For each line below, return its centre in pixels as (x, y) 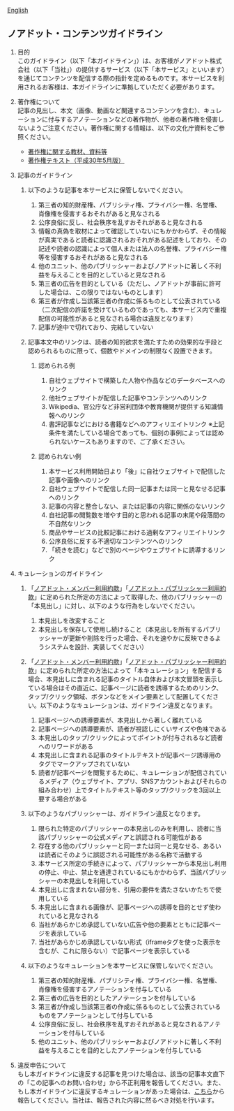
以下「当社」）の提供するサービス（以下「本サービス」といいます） (130, 69)
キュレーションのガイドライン (60, 573)
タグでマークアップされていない (84, 764)
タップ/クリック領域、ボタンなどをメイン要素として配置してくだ (120, 696)
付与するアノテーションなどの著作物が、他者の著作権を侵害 (133, 119)
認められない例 (60, 456)
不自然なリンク (70, 523)
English (18, 10)
